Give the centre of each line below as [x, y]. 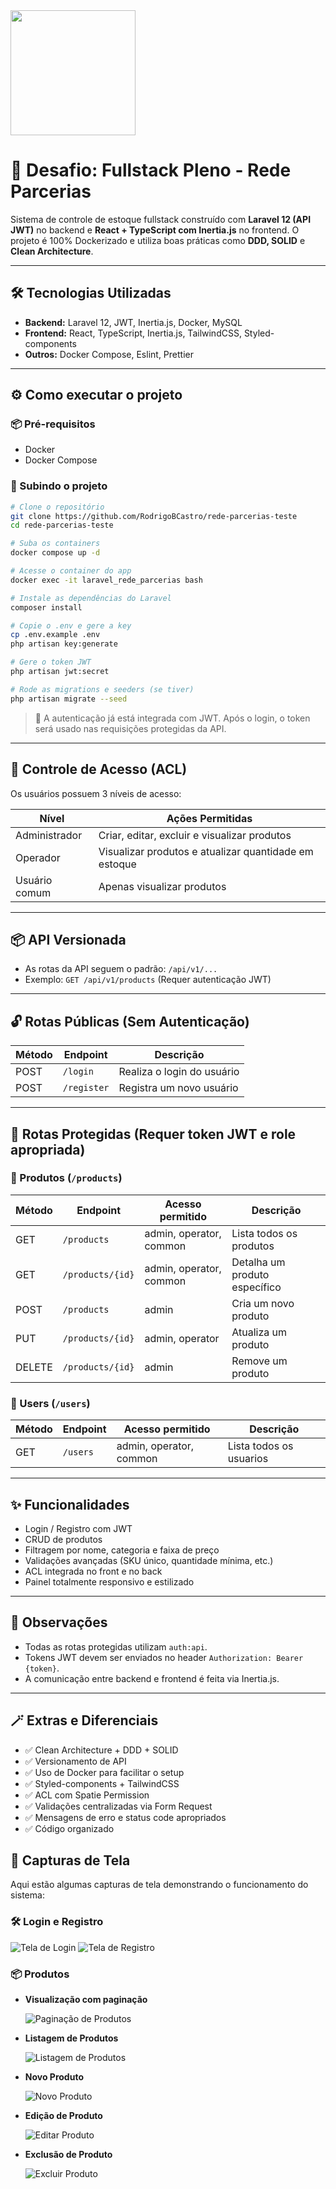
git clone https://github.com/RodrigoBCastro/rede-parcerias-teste [154, 516]
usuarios [248, 1459]
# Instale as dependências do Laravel [91, 598]
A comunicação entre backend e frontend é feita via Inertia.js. [152, 1678]
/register [86, 1088]
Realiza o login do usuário [179, 1072]
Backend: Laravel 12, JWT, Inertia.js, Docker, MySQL [133, 322]
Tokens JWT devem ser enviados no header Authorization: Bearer [164, 1657]
